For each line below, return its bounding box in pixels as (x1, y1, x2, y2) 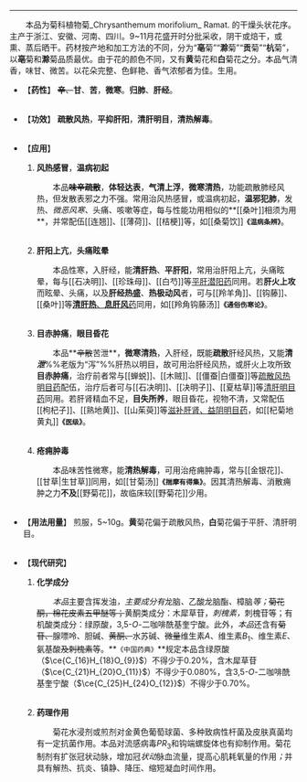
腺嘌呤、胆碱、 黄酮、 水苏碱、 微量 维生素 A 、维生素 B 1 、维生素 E (52, 630, 288, 643)
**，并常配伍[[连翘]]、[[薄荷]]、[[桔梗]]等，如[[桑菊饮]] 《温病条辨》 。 (36, 216, 290, 227)
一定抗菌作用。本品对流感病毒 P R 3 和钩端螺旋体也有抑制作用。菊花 (44, 737, 291, 751)
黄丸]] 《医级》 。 (36, 416, 91, 426)
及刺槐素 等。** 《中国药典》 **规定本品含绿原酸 (60, 643, 230, 654)
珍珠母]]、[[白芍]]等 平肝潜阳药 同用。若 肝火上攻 (118, 276, 296, 286)
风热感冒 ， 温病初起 (36, 162, 110, 173)
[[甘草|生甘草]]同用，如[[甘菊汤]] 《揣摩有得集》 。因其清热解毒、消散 (36, 477, 283, 487)
